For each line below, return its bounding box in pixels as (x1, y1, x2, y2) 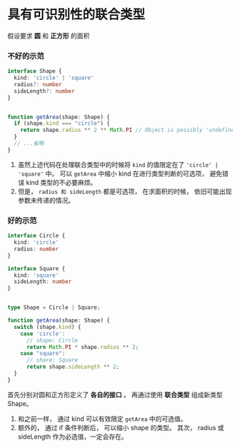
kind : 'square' (14, 272, 59, 279)
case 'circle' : (20, 330, 66, 337)
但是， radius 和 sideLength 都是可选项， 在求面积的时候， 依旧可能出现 (17, 187, 232, 195)
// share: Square (26, 357, 79, 364)
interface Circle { (7, 233, 66, 240)
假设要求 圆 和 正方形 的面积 (7, 31, 90, 40)
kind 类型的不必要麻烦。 (26, 178, 97, 186)
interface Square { (7, 265, 66, 272)
